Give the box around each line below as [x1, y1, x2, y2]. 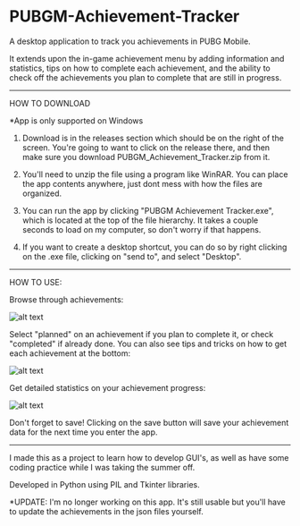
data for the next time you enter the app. [9, 427, 158, 437]
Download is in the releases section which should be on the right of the [21, 132, 284, 143]
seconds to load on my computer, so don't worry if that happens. [21, 224, 262, 234]
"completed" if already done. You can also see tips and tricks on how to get [9, 338, 287, 349]
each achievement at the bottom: [9, 347, 131, 359]
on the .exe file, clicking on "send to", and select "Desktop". [21, 250, 242, 261]
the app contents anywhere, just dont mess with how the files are [21, 178, 263, 189]
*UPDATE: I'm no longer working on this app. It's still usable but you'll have [9, 496, 286, 507]
